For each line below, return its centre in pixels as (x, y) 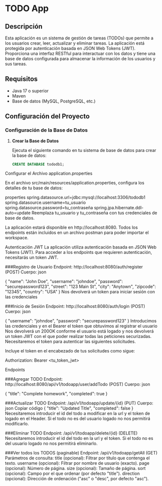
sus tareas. (16, 64)
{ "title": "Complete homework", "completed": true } (56, 394)
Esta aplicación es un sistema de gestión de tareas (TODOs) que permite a (79, 38)
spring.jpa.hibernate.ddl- (119, 208)
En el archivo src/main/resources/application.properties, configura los (75, 183)
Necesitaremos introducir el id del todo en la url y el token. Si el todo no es (79, 438)
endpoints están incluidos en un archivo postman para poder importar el (77, 233)
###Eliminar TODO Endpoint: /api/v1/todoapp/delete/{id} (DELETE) (71, 433)
